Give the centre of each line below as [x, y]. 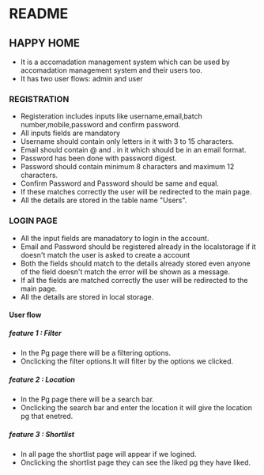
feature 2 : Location [42, 379]
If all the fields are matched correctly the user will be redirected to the [134, 280]
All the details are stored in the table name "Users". [104, 200]
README [39, 14]
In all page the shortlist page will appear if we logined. [108, 454]
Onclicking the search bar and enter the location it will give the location [136, 408]
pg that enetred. [47, 417]
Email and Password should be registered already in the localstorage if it [138, 247]
